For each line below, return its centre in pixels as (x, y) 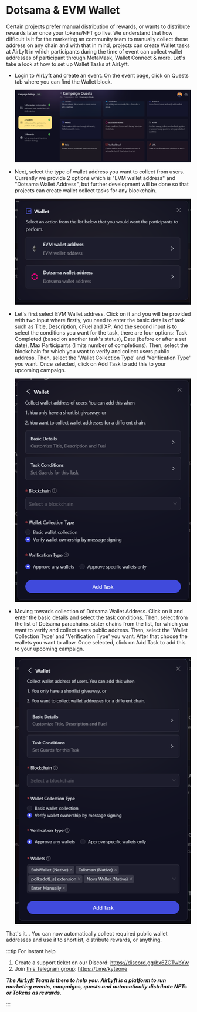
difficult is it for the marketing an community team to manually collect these (97, 39)
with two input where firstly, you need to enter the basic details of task (100, 320)
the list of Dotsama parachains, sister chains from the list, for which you (101, 624)
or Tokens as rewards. (34, 993)
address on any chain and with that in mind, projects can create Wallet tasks (98, 45)
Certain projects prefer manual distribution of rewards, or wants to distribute (98, 26)
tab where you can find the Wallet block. (63, 81)
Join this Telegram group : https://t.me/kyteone (71, 968)
